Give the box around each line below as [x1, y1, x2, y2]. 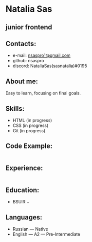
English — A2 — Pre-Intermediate [12, 231, 81, 237]
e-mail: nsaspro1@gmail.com [12, 52, 71, 58]
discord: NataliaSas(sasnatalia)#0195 [12, 63, 87, 69]
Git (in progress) [12, 128, 46, 134]
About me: [5, 77, 38, 85]
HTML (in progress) [12, 118, 53, 123]
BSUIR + [12, 199, 30, 205]
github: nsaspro [12, 58, 44, 64]
